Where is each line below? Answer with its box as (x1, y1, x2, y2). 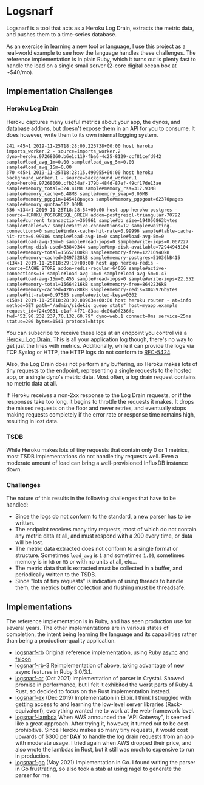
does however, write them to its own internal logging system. (6, 131, 158, 138)
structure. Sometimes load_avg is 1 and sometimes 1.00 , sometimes (15, 552, 185, 559)
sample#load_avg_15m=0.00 (6, 164, 72, 170)
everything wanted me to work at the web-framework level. (46, 707, 195, 714)
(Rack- (165, 700, 182, 708)
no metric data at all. (6, 379, 58, 387)
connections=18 (6, 271, 45, 277)
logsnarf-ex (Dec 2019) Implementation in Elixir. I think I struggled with (15, 694, 191, 702)
